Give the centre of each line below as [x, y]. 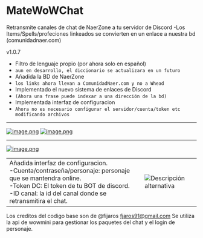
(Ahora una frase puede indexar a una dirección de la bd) [91, 96]
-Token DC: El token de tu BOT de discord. [69, 185]
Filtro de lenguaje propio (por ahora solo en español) [81, 64]
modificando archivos [42, 114]
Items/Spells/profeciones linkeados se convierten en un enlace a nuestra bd [101, 33]
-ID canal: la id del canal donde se [58, 193]
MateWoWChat [45, 11]
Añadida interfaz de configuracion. [59, 163]
